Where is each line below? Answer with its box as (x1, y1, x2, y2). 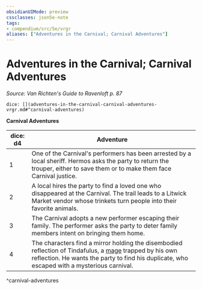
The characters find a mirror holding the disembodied (31, 239, 183, 247)
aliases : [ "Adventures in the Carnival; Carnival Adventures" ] (6, 31, 168, 37)
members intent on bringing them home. (31, 229, 145, 238)
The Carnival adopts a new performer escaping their (31, 214, 180, 223)
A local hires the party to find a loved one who (31, 182, 162, 190)
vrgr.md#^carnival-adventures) (6, 107, 85, 113)
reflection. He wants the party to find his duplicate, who (31, 254, 188, 263)
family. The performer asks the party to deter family (31, 222, 178, 230)
